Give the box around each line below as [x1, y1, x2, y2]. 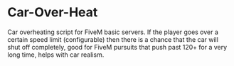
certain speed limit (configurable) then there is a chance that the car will [7, 35, 219, 43]
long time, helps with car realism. [7, 50, 105, 59]
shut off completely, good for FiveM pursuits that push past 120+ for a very [7, 43, 228, 51]
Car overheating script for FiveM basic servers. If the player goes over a [7, 28, 219, 36]
